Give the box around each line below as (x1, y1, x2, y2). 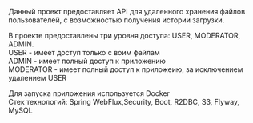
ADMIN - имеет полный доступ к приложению (8, 56, 167, 65)
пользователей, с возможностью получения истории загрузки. (8, 15, 225, 25)
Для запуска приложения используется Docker (8, 89, 171, 98)
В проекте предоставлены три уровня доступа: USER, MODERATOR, (8, 31, 241, 40)
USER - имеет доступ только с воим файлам (8, 48, 160, 57)
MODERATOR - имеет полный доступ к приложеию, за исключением (8, 65, 243, 74)
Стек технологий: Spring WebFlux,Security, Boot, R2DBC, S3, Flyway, (8, 97, 240, 106)
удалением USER (8, 73, 67, 82)
